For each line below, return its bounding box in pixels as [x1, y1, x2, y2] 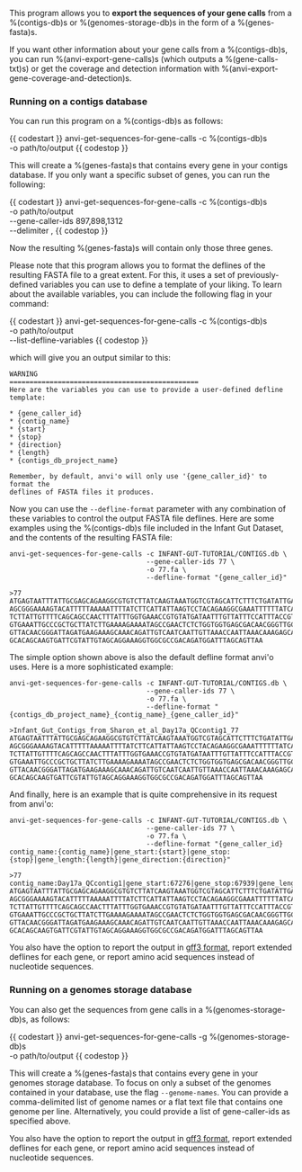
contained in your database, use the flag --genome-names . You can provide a [9, 1087, 289, 1097]
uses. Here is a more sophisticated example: [9, 661, 173, 673]
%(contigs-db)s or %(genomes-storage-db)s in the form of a [9, 17, 235, 28]
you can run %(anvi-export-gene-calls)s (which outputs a [9, 54, 223, 64]
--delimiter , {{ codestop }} [9, 225, 109, 237]
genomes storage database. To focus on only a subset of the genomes [9, 1077, 271, 1087]
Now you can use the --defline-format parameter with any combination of [9, 504, 286, 514]
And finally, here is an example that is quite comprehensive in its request [9, 789, 278, 800]
